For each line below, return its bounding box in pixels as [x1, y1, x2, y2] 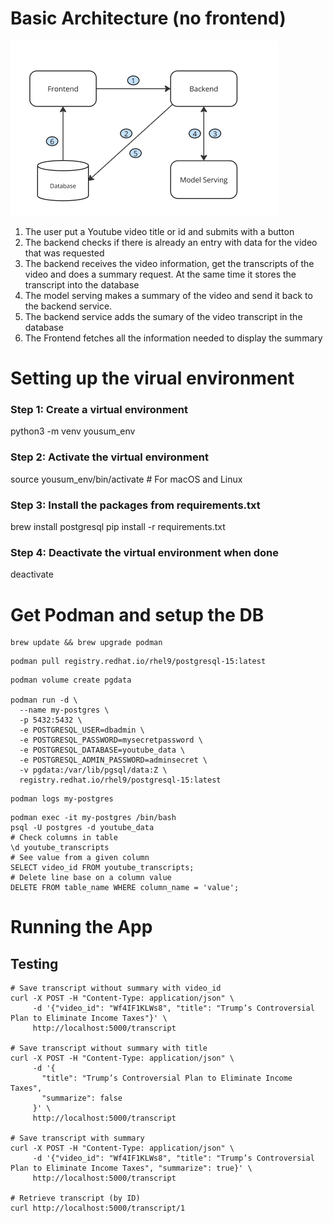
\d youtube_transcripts [10, 843, 110, 853]
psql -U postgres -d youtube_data [10, 823, 155, 833]
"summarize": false [41, 1093, 123, 1104]
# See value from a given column [10, 853, 150, 863]
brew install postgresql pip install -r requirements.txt [10, 521, 226, 533]
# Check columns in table [10, 833, 118, 843]
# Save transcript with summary [10, 1133, 145, 1144]
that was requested [24, 247, 105, 259]
